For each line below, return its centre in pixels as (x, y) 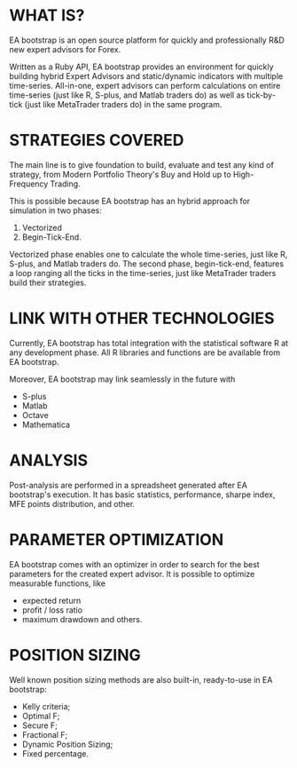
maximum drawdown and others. (82, 619)
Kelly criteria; (46, 706)
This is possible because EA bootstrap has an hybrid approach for (130, 201)
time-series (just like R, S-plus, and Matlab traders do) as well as (127, 95)
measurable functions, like (58, 583)
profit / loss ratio (52, 610)
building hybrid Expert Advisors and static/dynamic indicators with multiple (146, 75)
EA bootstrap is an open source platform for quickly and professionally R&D (147, 40)
